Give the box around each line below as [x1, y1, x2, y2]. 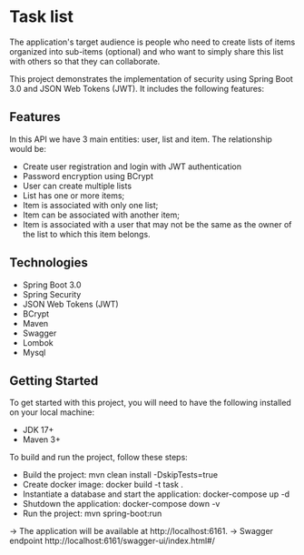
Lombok [22, 337, 54, 348]
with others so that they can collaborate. [9, 55, 161, 66]
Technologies [9, 255, 89, 270]
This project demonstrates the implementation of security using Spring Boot [9, 73, 293, 84]
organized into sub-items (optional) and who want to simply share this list [9, 45, 284, 56]
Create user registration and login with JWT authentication [22, 161, 242, 172]
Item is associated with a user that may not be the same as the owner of [22, 218, 292, 229]
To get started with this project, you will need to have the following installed [9, 398, 292, 409]
